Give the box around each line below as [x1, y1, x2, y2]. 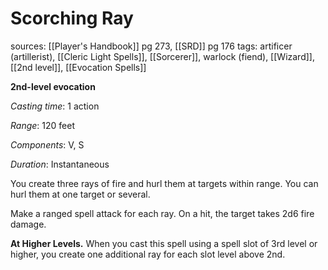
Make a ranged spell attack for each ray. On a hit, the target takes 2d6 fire [10, 207, 315, 219]
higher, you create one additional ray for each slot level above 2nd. [10, 248, 286, 260]
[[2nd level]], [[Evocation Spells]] [10, 61, 147, 73]
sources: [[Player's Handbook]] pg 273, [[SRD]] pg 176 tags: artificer [10, 40, 293, 52]
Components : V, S [10, 138, 85, 151]
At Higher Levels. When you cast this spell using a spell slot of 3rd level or [10, 237, 318, 249]
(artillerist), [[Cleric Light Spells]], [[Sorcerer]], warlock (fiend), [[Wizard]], [10, 50, 315, 62]
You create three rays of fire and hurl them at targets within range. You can [10, 177, 319, 189]
